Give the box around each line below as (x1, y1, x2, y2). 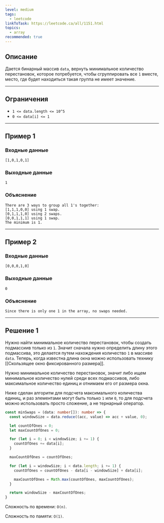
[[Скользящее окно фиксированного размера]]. (5, 360, 105, 366)
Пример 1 (5, 132, 36, 140)
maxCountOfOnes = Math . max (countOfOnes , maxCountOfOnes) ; (14, 477, 134, 482)
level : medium (5, 7, 34, 12)
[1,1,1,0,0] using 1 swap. (5, 207, 60, 212)
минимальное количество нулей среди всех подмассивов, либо (5, 375, 140, 381)
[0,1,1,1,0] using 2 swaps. (5, 211, 62, 216)
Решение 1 (5, 327, 39, 335)
